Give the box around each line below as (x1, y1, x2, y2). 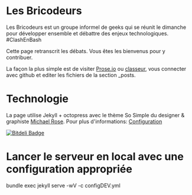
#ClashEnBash (6, 36, 42, 43)
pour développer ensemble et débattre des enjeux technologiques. (6, 29, 169, 37)
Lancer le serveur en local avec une (6, 150, 184, 163)
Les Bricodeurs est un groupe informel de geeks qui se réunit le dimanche (6, 24, 187, 31)
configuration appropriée (6, 163, 133, 176)
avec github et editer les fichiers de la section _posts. (6, 71, 136, 78)
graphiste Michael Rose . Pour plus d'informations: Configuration (6, 118, 162, 125)
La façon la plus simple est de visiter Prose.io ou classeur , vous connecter (6, 65, 187, 72)
